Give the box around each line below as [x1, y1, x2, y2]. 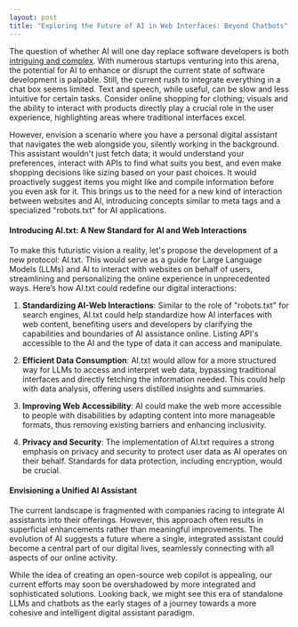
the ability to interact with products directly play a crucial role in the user [9, 102, 275, 113]
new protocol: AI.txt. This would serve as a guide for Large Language [9, 254, 262, 265]
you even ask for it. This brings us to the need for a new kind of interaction [9, 186, 283, 197]
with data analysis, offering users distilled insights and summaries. [21, 383, 266, 394]
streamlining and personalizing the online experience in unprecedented [9, 273, 270, 284]
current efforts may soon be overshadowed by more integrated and [9, 579, 256, 590]
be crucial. [21, 464, 61, 476]
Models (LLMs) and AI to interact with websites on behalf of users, [9, 263, 254, 274]
